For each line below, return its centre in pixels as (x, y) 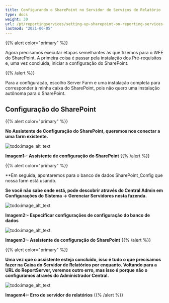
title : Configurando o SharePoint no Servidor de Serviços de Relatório (83, 10)
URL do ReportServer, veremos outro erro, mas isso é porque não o (76, 270)
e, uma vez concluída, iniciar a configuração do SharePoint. (67, 63)
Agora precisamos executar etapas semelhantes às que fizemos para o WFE (84, 53)
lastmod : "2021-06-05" (29, 29)
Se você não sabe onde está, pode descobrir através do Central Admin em (84, 190)
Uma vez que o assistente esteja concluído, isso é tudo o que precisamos (83, 259)
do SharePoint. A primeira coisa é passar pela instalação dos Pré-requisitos (83, 58)
